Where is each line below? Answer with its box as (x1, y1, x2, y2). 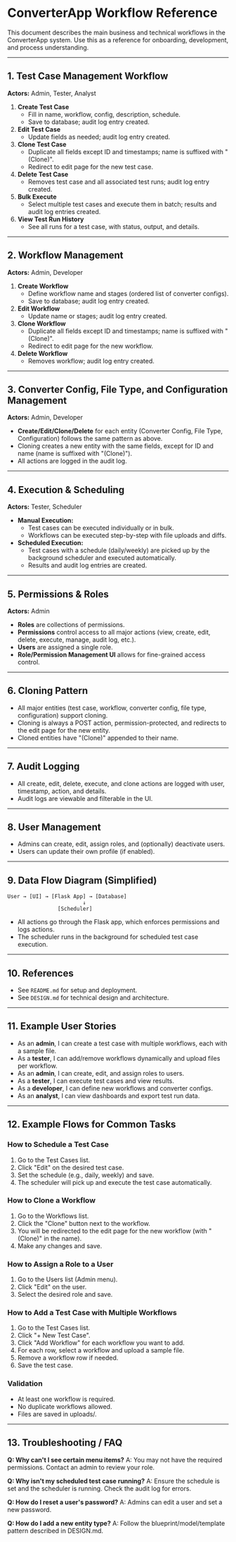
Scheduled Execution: (17, 539, 84, 547)
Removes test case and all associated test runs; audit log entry (27, 178, 209, 186)
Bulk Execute (17, 192, 57, 201)
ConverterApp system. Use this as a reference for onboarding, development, (7, 35, 229, 44)
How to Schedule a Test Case (7, 1140, 109, 1150)
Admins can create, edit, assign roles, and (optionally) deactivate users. (17, 840, 225, 848)
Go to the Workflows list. (17, 1212, 89, 1220)
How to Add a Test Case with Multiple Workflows (7, 1308, 177, 1318)
